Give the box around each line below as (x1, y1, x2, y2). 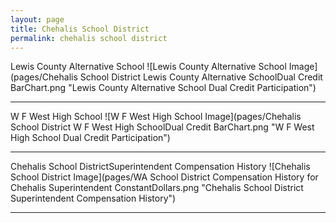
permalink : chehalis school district (10, 33, 168, 43)
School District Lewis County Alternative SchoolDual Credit (79, 71, 323, 83)
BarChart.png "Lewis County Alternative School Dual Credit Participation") (10, 82, 317, 94)
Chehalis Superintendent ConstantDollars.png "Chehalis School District (10, 182, 304, 194)
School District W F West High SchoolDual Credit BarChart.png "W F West (10, 121, 315, 133)
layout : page (10, 14, 65, 25)
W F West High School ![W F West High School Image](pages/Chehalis (10, 111, 302, 123)
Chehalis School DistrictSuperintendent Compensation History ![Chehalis (10, 161, 311, 173)
